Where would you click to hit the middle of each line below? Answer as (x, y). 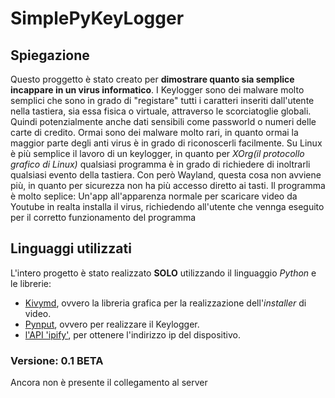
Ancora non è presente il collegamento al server (109, 383)
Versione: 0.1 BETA (57, 360)
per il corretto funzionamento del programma (103, 217)
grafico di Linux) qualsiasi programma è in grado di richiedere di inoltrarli (160, 164)
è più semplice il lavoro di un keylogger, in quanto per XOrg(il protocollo (157, 153)
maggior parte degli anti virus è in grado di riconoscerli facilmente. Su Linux (166, 143)
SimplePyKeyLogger (97, 18)
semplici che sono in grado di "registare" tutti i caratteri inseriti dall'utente (162, 100)
